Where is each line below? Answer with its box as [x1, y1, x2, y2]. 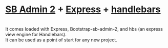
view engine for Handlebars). [5, 31, 67, 37]
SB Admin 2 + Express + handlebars [5, 4, 161, 15]
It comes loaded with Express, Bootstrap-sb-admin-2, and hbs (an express [5, 26, 163, 32]
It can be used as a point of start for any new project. [5, 37, 118, 43]
